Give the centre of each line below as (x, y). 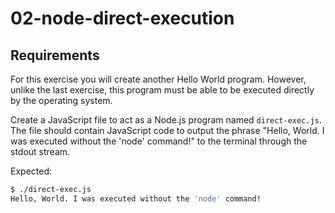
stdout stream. (40, 151)
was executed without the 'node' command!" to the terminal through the (159, 141)
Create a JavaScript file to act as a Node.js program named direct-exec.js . (166, 120)
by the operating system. (61, 100)
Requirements (55, 55)
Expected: (31, 171)
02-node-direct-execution (122, 18)
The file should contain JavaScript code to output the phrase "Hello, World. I (167, 130)
